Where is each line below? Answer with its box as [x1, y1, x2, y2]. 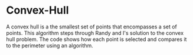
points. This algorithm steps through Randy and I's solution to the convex [6, 29, 184, 36]
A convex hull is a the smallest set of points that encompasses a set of [6, 23, 177, 30]
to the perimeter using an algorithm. [6, 42, 93, 49]
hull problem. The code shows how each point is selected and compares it [6, 35, 187, 43]
